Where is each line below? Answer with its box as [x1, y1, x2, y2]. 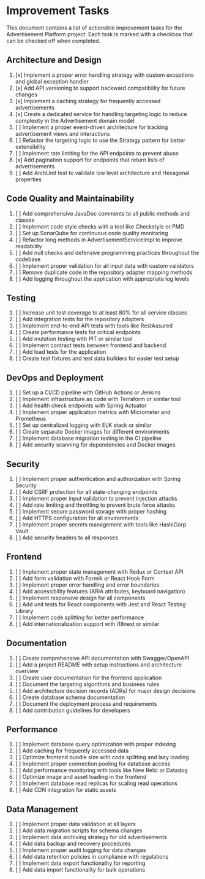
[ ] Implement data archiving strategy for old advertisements [15, 834, 167, 841]
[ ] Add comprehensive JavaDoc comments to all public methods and [15, 209, 190, 217]
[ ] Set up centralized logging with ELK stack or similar [15, 421, 152, 429]
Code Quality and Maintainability [6, 193, 135, 204]
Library [15, 607, 34, 614]
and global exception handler [15, 77, 89, 85]
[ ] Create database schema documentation [15, 693, 125, 701]
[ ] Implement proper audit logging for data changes [15, 846, 146, 854]
